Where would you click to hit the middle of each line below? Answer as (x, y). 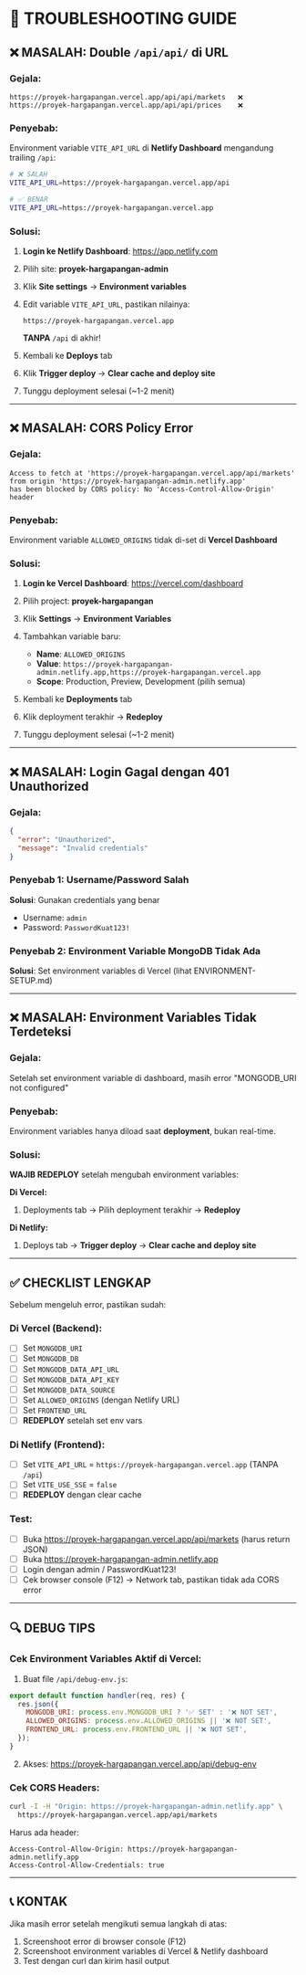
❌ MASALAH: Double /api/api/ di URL (119, 53)
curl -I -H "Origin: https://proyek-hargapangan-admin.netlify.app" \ (146, 1807)
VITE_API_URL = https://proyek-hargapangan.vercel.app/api (120, 183)
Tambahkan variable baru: (71, 636)
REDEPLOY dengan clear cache (82, 1495)
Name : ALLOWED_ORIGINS (81, 654)
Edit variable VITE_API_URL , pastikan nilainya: (106, 304)
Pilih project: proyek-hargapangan (88, 601)
